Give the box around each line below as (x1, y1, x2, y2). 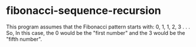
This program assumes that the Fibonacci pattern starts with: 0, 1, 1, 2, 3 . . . (6, 23, 191, 30)
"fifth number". (6, 35, 43, 42)
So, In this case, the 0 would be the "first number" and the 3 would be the (6, 29, 185, 36)
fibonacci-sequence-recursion (6, 4, 161, 17)
